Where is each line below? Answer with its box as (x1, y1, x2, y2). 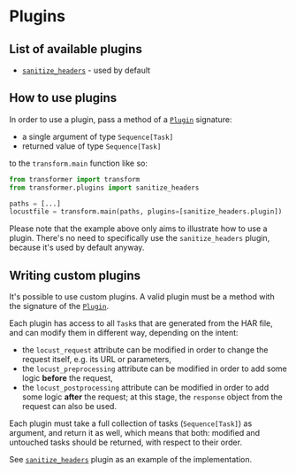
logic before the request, (21, 373, 113, 384)
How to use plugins (9, 90, 118, 105)
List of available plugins (9, 42, 143, 57)
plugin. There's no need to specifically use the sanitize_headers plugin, (9, 233, 270, 244)
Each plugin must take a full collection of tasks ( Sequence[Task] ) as (9, 418, 253, 429)
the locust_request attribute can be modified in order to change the (21, 345, 269, 355)
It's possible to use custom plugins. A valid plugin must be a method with (9, 291, 276, 302)
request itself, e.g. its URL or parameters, (21, 354, 172, 365)
